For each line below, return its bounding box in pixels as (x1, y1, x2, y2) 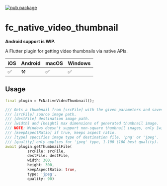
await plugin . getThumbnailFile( (5, 144, 72, 149)
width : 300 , (27, 158, 52, 163)
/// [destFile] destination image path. (5, 117, 90, 122)
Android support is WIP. (5, 38, 56, 44)
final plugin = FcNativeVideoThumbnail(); (5, 98, 94, 103)
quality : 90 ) (27, 176, 55, 181)
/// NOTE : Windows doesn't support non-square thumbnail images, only (5, 125, 155, 131)
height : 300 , (27, 163, 55, 168)
